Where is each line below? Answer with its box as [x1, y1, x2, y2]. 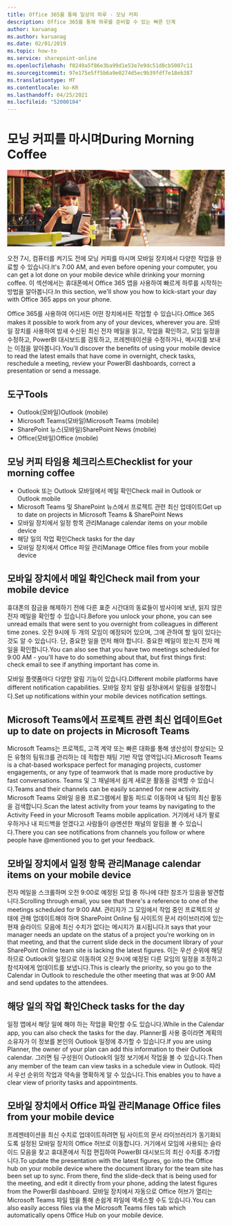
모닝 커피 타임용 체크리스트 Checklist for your [7, 456, 193, 468]
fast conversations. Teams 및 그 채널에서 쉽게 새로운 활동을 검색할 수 [7, 777, 196, 785]
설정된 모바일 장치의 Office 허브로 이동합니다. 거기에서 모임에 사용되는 [19, 1139, 209, 1147]
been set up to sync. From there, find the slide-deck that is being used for [7, 1171, 217, 1180]
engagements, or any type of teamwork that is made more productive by [7, 768, 214, 777]
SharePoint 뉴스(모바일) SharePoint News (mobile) [17, 425, 157, 434]
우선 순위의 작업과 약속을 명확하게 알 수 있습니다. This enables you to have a [14, 1070, 222, 1079]
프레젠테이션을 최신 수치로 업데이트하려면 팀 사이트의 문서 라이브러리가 [7, 1131, 197, 1139]
